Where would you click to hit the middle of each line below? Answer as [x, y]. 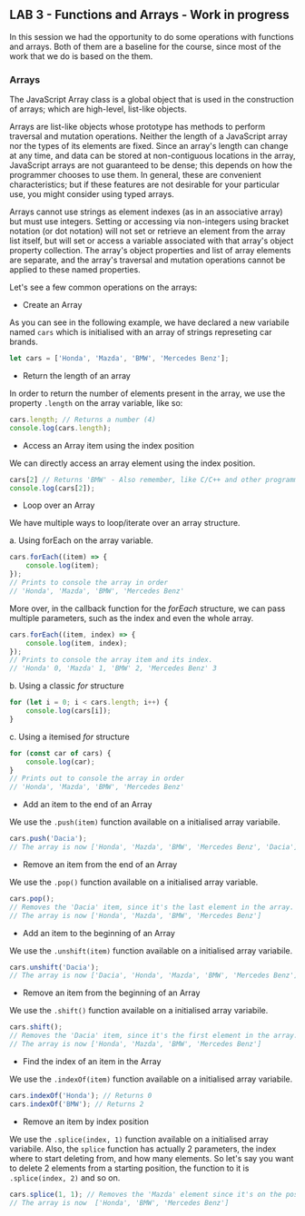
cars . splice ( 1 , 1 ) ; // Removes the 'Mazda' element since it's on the [146, 1194]
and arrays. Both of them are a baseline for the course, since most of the [145, 46]
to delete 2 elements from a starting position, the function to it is [129, 1168]
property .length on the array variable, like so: [96, 402]
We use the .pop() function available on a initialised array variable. [134, 882]
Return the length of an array [77, 375]
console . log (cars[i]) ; [69, 711]
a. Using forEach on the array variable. [82, 540]
